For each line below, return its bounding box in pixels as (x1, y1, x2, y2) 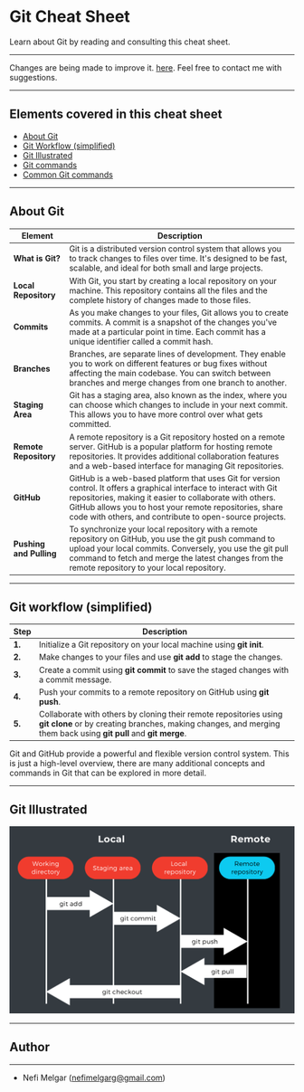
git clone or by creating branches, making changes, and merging (39, 718, 280, 729)
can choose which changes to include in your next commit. (69, 400, 288, 411)
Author (9, 1040, 50, 1055)
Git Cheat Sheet (9, 6, 131, 27)
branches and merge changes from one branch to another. (69, 377, 288, 388)
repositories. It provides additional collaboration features (69, 451, 280, 461)
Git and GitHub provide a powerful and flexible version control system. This (9, 748, 290, 759)
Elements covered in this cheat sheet (9, 107, 223, 122)
